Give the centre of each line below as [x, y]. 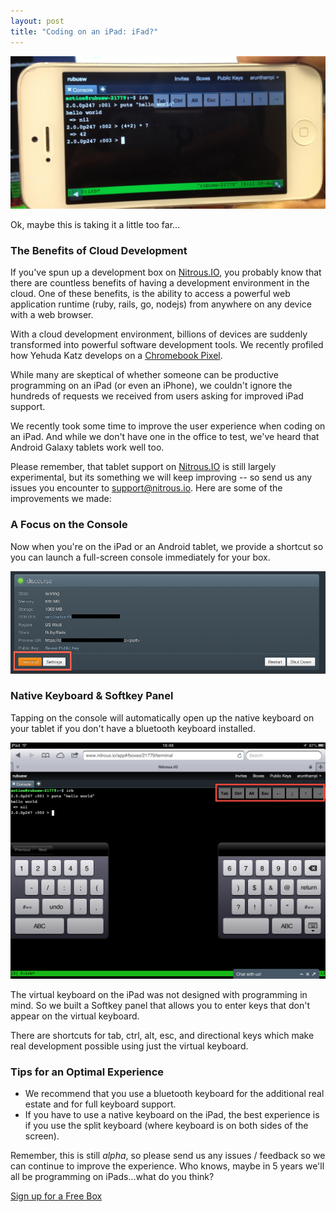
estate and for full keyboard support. [100, 1104]
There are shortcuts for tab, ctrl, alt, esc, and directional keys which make [162, 1035]
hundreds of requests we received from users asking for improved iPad [157, 396]
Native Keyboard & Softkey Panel [92, 696]
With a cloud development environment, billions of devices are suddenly [159, 334]
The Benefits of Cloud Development [99, 251]
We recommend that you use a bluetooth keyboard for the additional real [174, 1094]
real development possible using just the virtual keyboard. [129, 1046]
